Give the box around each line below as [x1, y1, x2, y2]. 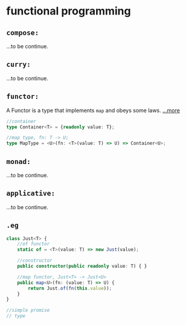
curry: [6, 60, 31, 69]
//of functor [17, 241, 50, 247]
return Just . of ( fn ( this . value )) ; [28, 285, 112, 291]
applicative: [6, 189, 56, 198]
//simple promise [6, 308, 50, 314]
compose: [6, 28, 39, 37]
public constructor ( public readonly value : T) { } [17, 263, 147, 270]
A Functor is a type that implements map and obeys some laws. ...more [6, 107, 180, 114]
